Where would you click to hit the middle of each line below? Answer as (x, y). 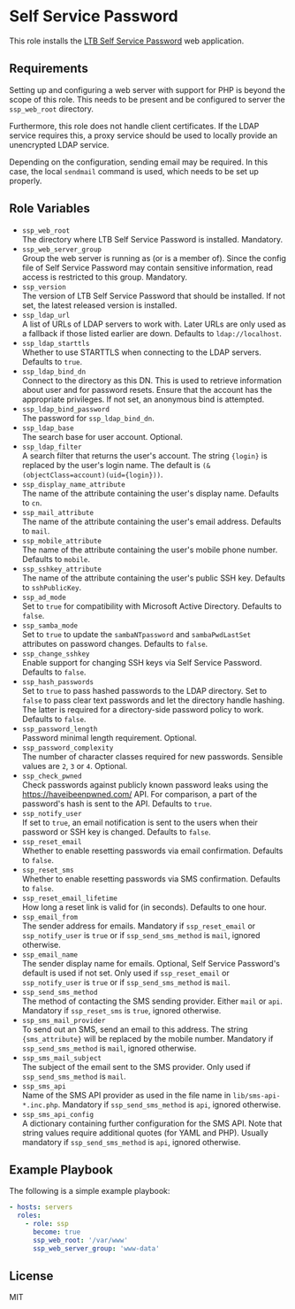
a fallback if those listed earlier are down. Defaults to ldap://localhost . (152, 333)
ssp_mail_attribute (58, 512)
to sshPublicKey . (52, 587)
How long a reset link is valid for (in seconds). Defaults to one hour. (144, 907)
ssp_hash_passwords (58, 682)
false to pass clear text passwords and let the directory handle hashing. (153, 700)
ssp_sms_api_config (58, 1114)
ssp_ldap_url (46, 315)
